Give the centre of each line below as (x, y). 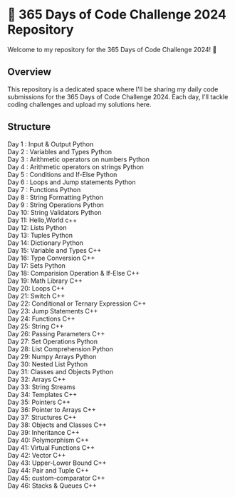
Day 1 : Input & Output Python (51, 144)
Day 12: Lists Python (37, 227)
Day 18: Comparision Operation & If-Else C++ (74, 273)
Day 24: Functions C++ (41, 318)
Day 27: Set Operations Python (53, 341)
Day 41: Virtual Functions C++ (51, 447)
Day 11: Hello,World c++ (42, 220)
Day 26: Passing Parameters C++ (56, 333)
